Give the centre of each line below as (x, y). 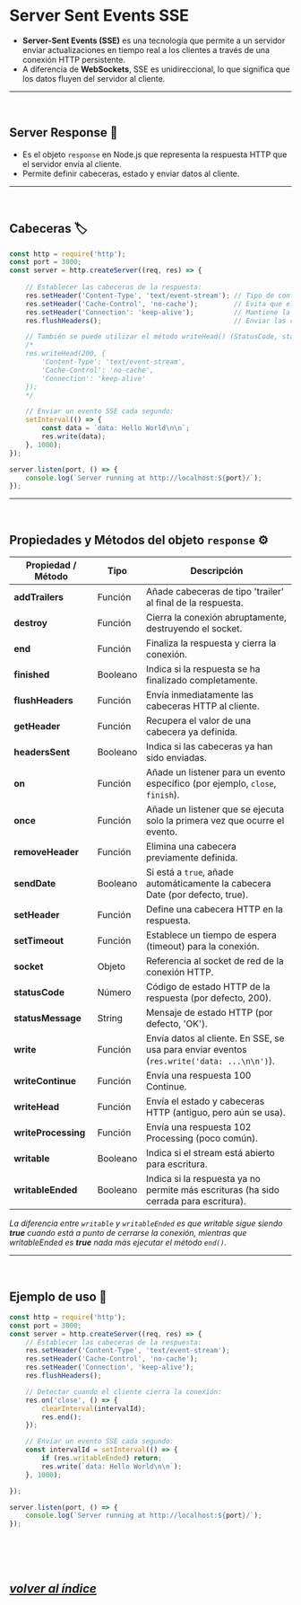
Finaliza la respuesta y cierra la (211, 643)
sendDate (35, 884)
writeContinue (45, 1081)
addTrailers (39, 597)
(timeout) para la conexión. (203, 947)
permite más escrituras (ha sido (213, 1190)
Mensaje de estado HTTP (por (210, 1013)
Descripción (217, 571)
